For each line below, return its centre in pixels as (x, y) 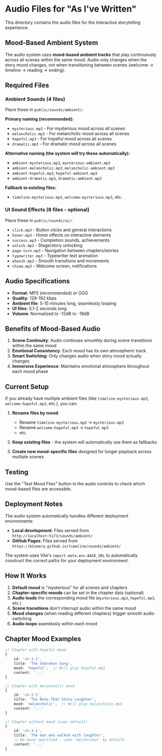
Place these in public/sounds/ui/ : (39, 220)
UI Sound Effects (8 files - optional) (47, 210)
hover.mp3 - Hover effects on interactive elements (62, 235)
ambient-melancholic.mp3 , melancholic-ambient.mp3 (63, 168)
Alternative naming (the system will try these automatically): (67, 154)
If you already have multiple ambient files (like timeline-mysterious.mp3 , (77, 398)
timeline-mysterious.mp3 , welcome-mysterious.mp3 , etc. (67, 197)
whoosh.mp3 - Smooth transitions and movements (60, 260)
